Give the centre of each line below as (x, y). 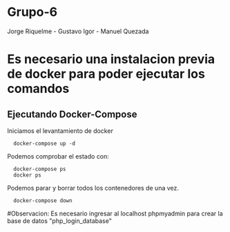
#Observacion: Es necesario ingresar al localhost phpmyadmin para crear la (115, 213)
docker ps (27, 175)
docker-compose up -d (45, 143)
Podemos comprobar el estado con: (58, 156)
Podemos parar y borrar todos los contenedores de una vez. (93, 188)
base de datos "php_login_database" (59, 221)
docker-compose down (43, 200)
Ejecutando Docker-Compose (72, 114)
